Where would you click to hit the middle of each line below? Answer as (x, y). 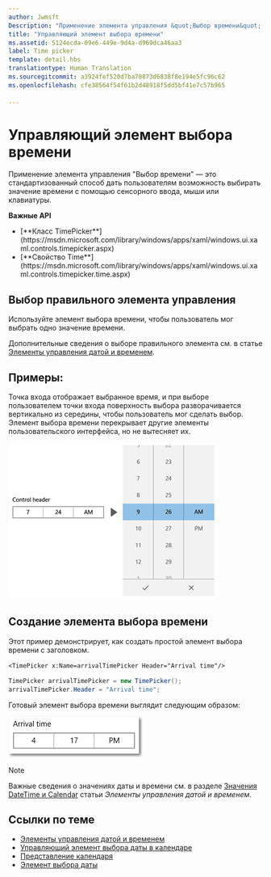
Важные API (30, 216)
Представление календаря (67, 856)
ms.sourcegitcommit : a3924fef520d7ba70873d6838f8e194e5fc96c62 (117, 77)
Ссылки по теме (52, 820)
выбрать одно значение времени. (67, 328)
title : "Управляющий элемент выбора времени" (86, 34)
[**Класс (37, 231)
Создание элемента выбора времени (108, 622)
